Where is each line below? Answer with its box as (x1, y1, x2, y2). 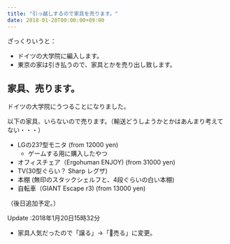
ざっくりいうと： (7, 36, 57, 45)
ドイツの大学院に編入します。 (17, 52, 103, 60)
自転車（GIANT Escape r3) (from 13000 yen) (17, 184, 146, 192)
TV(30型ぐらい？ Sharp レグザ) (17, 167, 108, 175)
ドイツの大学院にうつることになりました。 (7, 102, 130, 111)
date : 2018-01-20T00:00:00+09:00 (7, 17, 105, 24)
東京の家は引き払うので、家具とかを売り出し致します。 (17, 60, 176, 68)
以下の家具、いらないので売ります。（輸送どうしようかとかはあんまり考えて (7, 117, 224, 125)
